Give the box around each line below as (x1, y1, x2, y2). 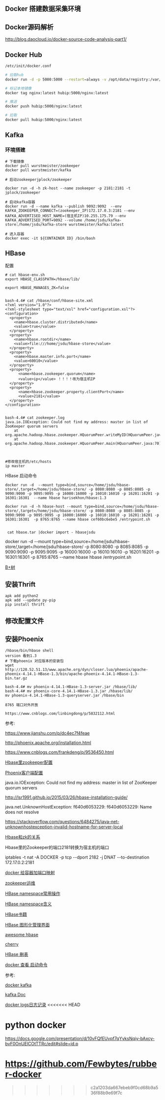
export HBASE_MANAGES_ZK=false (5, 286, 69, 290)
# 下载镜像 (5, 159, 25, 164)
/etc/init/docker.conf (5, 63, 52, 69)
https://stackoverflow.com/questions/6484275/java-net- (5, 819, 119, 825)
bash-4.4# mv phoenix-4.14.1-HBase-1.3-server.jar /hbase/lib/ (5, 685, 137, 690)
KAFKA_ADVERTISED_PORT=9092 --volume (5, 218, 82, 223)
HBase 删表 (5, 952, 28, 957)
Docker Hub (5, 51, 43, 59)
